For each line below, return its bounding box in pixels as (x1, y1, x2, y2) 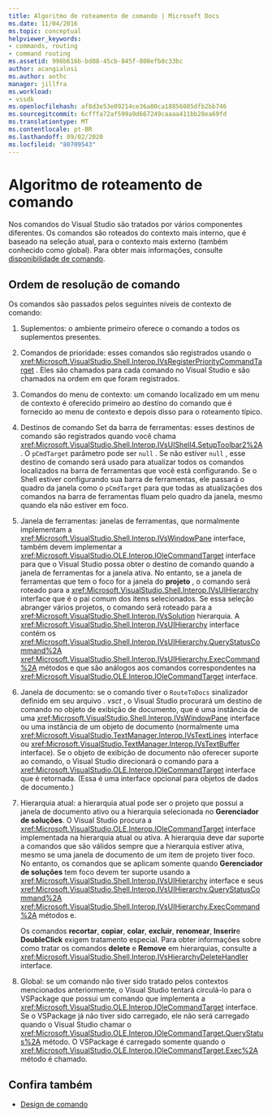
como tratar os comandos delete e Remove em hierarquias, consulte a (19, 944, 257, 954)
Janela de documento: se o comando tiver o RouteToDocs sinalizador (19, 688, 248, 698)
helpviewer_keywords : (8, 34, 82, 43)
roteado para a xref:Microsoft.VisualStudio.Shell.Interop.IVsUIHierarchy (19, 585, 259, 595)
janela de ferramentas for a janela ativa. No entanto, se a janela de (19, 568, 242, 578)
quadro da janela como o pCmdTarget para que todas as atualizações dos (19, 483, 263, 493)
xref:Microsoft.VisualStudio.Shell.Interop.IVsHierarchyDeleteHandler (19, 952, 249, 962)
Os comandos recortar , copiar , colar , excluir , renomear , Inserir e (19, 926, 241, 936)
